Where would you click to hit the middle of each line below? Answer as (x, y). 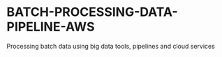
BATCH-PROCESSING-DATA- (92, 12)
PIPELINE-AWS (51, 27)
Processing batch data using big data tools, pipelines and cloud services (111, 46)
